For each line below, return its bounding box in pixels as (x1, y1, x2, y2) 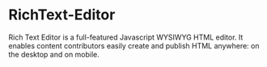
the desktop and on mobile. (8, 49, 100, 59)
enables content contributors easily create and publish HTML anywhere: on (8, 40, 261, 50)
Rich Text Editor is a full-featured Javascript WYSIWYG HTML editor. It (8, 32, 244, 42)
